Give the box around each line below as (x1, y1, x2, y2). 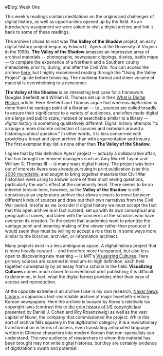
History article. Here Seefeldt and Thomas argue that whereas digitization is (5, 100, 157, 105)
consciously (5, 192, 29, 198)
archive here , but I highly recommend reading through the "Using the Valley (5, 70, 157, 75)
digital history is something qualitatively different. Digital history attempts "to (5, 120, 159, 126)
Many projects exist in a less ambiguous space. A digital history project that (5, 243, 157, 248)
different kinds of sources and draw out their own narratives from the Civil (5, 197, 154, 203)
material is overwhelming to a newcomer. (5, 80, 88, 86)
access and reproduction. (5, 279, 57, 284)
